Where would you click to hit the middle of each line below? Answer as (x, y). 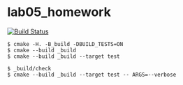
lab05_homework (59, 12)
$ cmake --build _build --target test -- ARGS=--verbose (92, 75)
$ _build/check (29, 68)
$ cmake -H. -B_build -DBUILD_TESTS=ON (65, 44)
